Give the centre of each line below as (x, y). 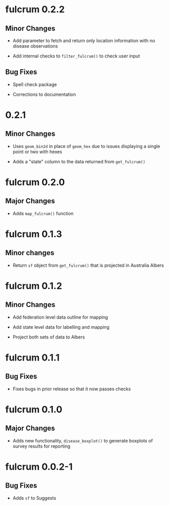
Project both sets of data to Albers (49, 337)
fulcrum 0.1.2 (34, 286)
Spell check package (35, 84)
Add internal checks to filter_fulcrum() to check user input (76, 56)
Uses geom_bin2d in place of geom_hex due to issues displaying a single (86, 146)
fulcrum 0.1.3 (34, 234)
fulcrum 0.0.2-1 (39, 467)
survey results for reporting (41, 446)
